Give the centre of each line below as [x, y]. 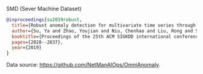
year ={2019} [27, 48]
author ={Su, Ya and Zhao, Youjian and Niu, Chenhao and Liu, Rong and [102, 31]
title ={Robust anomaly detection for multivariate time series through [104, 25]
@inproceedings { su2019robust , [44, 20]
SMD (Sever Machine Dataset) [44, 9]
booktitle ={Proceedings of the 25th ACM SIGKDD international [92, 36]
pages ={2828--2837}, [37, 42]
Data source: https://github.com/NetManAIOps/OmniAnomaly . [83, 65]
